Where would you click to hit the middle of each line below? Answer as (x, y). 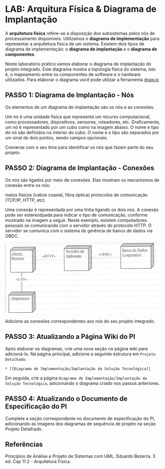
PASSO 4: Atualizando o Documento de (66, 399)
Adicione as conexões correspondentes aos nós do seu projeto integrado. (80, 321)
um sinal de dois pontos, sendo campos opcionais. (57, 137)
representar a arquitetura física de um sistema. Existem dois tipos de (75, 43)
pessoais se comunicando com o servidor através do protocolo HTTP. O (78, 225)
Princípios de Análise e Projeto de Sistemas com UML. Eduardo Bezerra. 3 (80, 456)
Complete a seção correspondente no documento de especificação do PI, (80, 418)
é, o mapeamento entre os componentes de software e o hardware (73, 74)
